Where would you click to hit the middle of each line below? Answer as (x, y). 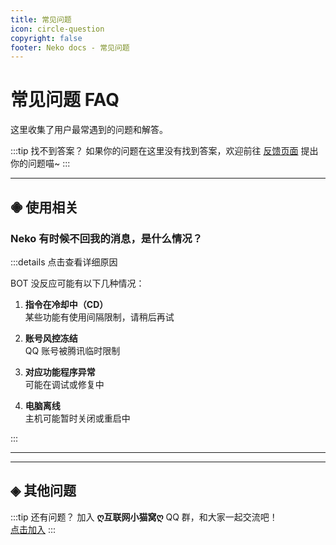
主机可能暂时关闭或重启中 (77, 418)
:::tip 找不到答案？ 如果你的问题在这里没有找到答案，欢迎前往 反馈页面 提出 (164, 151)
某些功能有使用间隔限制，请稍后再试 (99, 317)
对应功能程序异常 (60, 372)
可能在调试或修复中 (64, 384)
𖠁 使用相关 (44, 207)
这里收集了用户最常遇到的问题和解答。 (89, 130)
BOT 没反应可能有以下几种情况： (77, 283)
